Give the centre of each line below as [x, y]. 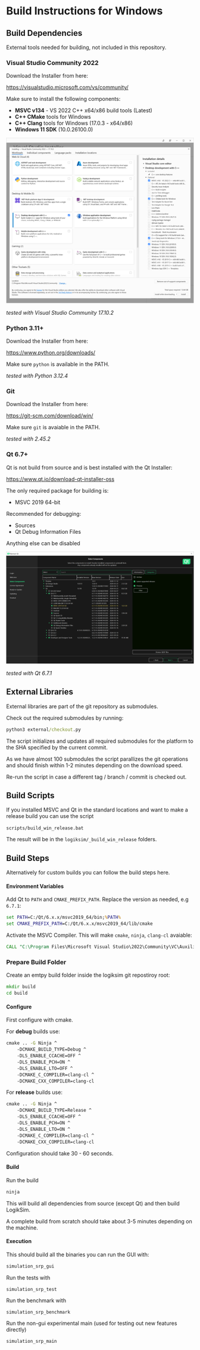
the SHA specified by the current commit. [57, 747]
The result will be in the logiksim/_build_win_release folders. [82, 839]
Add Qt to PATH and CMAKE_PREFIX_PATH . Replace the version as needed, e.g [97, 899]
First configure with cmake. [40, 1020]
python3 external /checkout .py [44, 730]
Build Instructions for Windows [85, 11]
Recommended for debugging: [44, 513]
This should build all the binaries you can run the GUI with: [78, 1254]
